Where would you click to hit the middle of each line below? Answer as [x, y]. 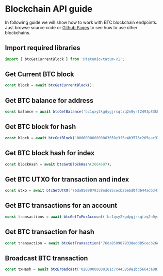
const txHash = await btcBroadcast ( [42, 269]
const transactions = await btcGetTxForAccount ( [55, 217]
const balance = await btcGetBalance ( [44, 112]
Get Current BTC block [40, 74]
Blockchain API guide [49, 9]
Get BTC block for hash [41, 127]
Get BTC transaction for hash [50, 232]
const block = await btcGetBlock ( [40, 138]
